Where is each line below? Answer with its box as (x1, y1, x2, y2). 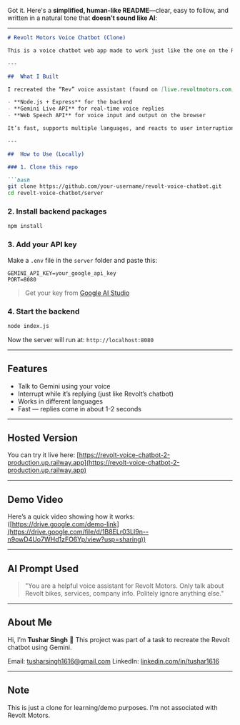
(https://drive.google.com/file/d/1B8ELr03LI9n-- (7, 528, 149, 536)
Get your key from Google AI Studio (24, 289, 130, 297)
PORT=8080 (7, 276, 37, 283)
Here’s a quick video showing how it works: (7, 512, 135, 521)
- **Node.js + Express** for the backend (7, 99, 133, 106)
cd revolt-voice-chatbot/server (7, 189, 104, 197)
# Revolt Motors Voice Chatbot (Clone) (7, 34, 126, 41)
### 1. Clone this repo (7, 164, 79, 171)
